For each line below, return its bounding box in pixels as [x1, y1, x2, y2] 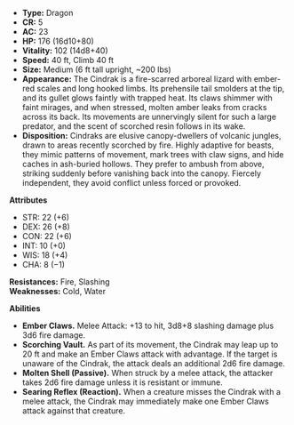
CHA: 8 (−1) [21, 260, 65, 269]
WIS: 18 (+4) [21, 250, 68, 261]
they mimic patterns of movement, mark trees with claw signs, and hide [21, 149, 284, 159]
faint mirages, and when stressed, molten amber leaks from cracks [21, 102, 267, 112]
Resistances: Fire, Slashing [9, 277, 110, 287]
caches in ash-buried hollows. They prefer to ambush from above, [21, 159, 265, 169]
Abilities [9, 303, 41, 314]
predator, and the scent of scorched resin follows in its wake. [21, 121, 246, 132]
